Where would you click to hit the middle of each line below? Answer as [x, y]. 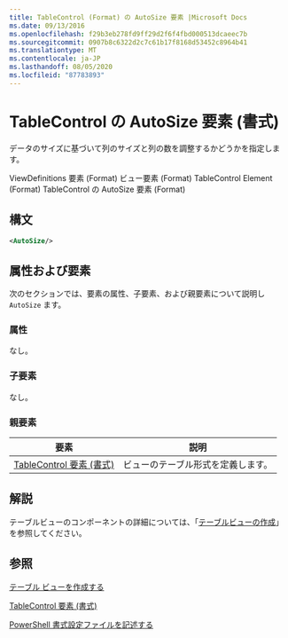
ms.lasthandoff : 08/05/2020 [61, 67]
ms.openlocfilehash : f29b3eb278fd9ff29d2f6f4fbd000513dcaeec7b [128, 34]
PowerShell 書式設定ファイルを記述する [81, 624]
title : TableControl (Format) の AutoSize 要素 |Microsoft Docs [128, 17]
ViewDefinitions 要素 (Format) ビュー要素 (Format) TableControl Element [141, 177]
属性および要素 [50, 270]
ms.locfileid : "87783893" [57, 75]
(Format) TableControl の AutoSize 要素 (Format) [97, 189]
